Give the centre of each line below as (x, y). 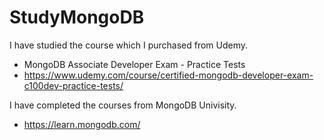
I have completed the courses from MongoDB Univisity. (123, 105)
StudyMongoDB (77, 17)
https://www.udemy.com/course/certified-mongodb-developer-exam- (168, 75)
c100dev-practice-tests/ (73, 85)
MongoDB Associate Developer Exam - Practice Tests (134, 64)
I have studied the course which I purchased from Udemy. (129, 45)
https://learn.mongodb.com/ (82, 124)
